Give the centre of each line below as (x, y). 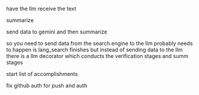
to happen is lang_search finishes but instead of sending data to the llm (95, 50)
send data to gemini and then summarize (57, 32)
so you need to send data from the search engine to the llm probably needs (100, 43)
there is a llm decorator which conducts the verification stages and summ (97, 56)
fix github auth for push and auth (47, 85)
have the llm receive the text (41, 9)
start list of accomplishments (42, 74)
